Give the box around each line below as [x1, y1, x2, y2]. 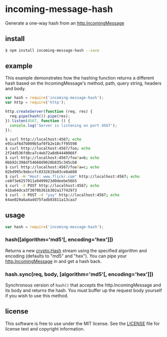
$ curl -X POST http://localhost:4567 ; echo [5, 183, 99, 188]
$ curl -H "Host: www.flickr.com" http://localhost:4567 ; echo [5, 174, 140, 179]
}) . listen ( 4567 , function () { [5, 118, 70, 123]
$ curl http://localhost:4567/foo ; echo [5, 146, 91, 151]
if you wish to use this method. [5, 293, 68, 299]
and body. [5, 86, 26, 92]
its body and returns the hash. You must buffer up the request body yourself [5, 287, 162, 293]
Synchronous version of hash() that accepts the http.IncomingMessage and [5, 282, 161, 288]
